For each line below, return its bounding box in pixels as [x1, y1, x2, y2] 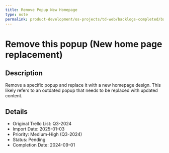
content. [5, 93, 23, 99]
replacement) [5, 49, 63, 60]
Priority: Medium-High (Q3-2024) [12, 131, 82, 137]
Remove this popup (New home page [5, 38, 162, 50]
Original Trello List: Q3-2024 [12, 121, 72, 127]
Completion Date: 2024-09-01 [12, 142, 75, 148]
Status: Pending [12, 136, 46, 143]
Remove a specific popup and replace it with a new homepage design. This [5, 82, 161, 88]
